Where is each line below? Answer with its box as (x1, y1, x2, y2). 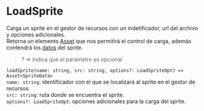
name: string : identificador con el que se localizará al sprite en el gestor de (6, 78, 196, 85)
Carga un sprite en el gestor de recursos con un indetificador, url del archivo (6, 24, 198, 32)
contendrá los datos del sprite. (6, 44, 83, 51)
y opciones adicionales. (6, 30, 66, 38)
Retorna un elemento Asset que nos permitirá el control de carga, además (6, 37, 192, 45)
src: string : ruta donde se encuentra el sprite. (6, 91, 125, 98)
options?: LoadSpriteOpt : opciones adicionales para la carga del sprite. (6, 98, 186, 105)
